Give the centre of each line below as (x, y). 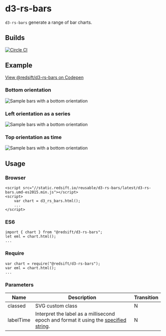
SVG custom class (56, 306)
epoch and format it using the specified (81, 320)
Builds (15, 38)
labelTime (19, 320)
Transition (146, 297)
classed (17, 306)
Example (19, 66)
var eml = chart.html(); (31, 268)
